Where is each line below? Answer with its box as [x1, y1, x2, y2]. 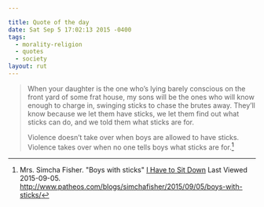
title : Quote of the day [8, 18, 90, 26]
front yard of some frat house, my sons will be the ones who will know [27, 92, 255, 102]
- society [15, 55, 47, 63]
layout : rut [8, 62, 47, 71]
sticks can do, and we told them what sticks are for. [27, 117, 195, 127]
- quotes [15, 48, 44, 56]
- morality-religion [15, 40, 82, 48]
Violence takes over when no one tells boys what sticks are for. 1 [27, 141, 234, 152]
